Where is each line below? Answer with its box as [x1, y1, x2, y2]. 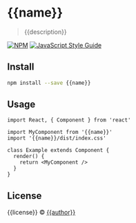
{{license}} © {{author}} [7, 209, 76, 217]
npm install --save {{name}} [7, 79, 91, 86]
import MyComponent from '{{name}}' [7, 129, 113, 136]
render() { [13, 153, 45, 160]
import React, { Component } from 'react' [7, 117, 131, 124]
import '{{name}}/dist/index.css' [7, 135, 107, 142]
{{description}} [23, 28, 67, 36]
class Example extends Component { [7, 147, 110, 154]
